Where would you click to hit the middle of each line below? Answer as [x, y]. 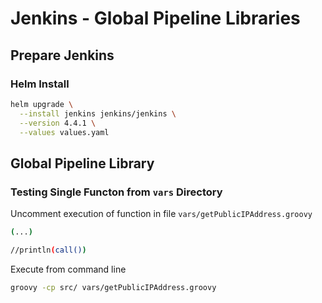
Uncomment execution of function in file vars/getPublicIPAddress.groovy [161, 214]
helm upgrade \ [42, 104]
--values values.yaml [64, 132]
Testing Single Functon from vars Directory [116, 192]
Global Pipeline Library [82, 163]
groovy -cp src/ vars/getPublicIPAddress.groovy [113, 287]
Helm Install [40, 84]
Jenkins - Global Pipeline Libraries [155, 18]
